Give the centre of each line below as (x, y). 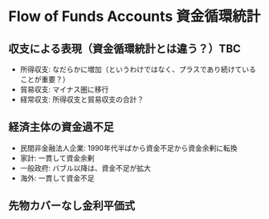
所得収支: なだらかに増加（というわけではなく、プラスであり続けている (138, 69)
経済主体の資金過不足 (61, 127)
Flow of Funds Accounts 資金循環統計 (134, 16)
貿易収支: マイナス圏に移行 (64, 89)
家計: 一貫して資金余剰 (57, 158)
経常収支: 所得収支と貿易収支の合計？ (82, 99)
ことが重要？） (45, 79)
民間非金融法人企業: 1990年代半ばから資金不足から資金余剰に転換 (128, 148)
